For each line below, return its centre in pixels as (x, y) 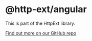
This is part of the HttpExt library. (40, 23)
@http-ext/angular (46, 9)
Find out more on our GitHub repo (41, 33)
